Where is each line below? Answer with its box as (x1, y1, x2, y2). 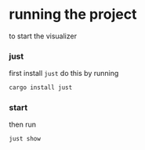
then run (9, 120, 37, 130)
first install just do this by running (9, 69, 119, 78)
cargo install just (9, 84, 73, 91)
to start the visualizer (9, 31, 78, 41)
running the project (9, 5, 137, 23)
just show (9, 135, 42, 143)
